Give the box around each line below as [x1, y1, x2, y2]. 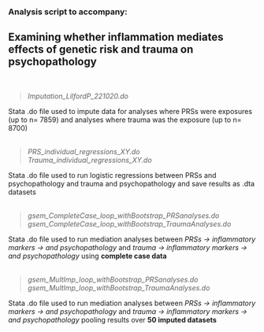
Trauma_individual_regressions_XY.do [27, 155, 152, 164]
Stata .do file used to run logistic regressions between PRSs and [8, 170, 217, 179]
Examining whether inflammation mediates [8, 31, 224, 44]
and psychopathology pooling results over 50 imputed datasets [8, 315, 217, 324]
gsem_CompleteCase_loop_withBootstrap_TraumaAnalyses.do [27, 219, 232, 228]
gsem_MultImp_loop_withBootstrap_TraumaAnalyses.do [27, 282, 210, 293]
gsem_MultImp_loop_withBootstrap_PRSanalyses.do [27, 275, 199, 284]
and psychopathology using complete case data [8, 251, 167, 260]
